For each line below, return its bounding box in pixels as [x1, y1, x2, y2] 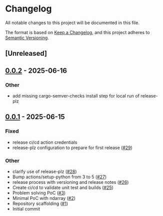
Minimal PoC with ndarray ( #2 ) [12, 195, 76, 201]
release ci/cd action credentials [12, 139, 77, 145]
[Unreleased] [5, 49, 47, 58]
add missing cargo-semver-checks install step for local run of [12, 93, 140, 99]
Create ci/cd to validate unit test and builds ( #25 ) [12, 184, 113, 190]
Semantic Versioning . [5, 35, 49, 41]
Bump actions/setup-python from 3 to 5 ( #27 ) [12, 174, 107, 180]
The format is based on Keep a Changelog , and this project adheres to [5, 29, 150, 35]
